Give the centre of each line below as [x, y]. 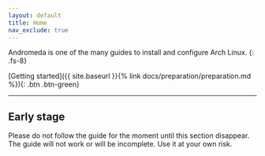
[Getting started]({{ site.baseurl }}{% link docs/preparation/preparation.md [130, 76]
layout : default [35, 15]
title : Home [28, 23]
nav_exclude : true [38, 30]
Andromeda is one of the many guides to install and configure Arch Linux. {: [131, 53]
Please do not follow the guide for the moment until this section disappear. [129, 136]
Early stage [37, 116]
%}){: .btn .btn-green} [44, 84]
